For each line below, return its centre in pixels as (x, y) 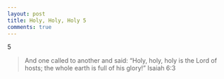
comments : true (30, 27)
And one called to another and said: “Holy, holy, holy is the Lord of (120, 61)
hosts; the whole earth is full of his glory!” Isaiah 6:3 (100, 68)
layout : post (26, 14)
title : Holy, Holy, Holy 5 (47, 20)
